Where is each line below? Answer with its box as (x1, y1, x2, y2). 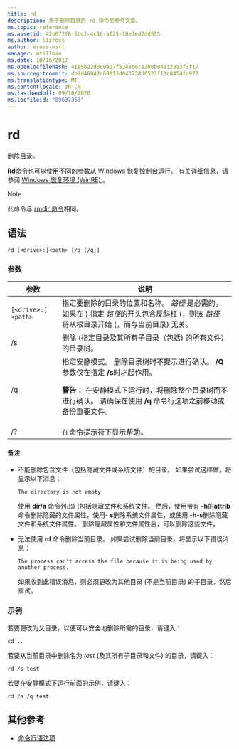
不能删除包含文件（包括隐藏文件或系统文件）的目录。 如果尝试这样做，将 (17, 465, 232, 474)
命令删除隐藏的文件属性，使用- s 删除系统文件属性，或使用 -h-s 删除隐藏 (17, 511, 228, 519)
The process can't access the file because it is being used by (17, 558, 213, 565)
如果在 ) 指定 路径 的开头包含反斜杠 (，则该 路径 (61, 309, 220, 319)
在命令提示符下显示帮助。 (61, 427, 148, 437)
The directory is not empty (17, 489, 101, 496)
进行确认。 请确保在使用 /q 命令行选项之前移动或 (61, 396, 225, 406)
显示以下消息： (17, 474, 62, 483)
